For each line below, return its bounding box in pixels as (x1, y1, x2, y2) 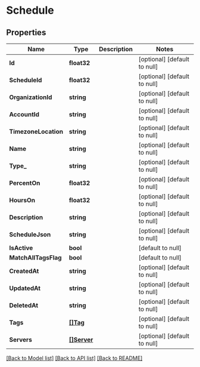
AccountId (9, 110, 40, 118)
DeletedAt (9, 301, 39, 309)
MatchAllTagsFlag (9, 254, 62, 261)
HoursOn (9, 196, 36, 204)
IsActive (9, 244, 33, 252)
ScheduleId (9, 76, 42, 84)
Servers (9, 335, 33, 344)
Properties (6, 27, 46, 38)
